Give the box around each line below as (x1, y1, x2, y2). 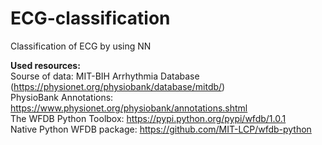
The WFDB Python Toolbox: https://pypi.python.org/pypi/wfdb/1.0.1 (10, 112, 287, 124)
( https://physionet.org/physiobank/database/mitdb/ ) (10, 80, 226, 92)
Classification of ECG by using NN (10, 40, 152, 52)
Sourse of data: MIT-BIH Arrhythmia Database (10, 70, 200, 82)
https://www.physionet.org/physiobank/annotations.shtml (10, 102, 248, 114)
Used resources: (10, 59, 81, 71)
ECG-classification (10, 7, 171, 30)
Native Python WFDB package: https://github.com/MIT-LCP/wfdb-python (10, 123, 312, 135)
